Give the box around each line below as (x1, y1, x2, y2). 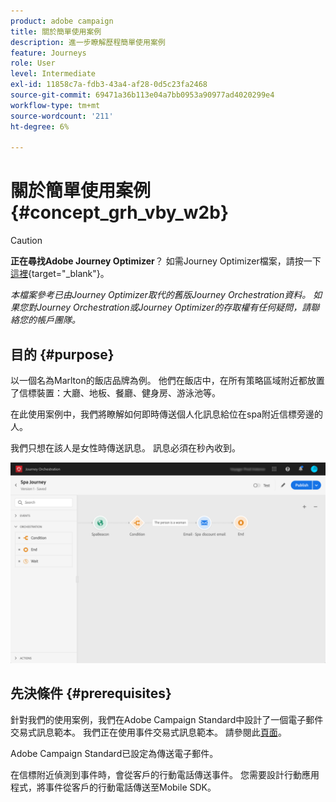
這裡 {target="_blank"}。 (10, 268, 110, 280)
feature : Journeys (10, 48, 87, 58)
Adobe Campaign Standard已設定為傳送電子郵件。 (10, 747, 219, 759)
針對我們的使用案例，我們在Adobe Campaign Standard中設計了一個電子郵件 (10, 713, 324, 725)
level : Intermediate (10, 69, 97, 79)
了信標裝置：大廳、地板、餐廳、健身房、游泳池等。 (10, 387, 221, 399)
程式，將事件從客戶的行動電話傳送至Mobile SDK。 (10, 781, 217, 793)
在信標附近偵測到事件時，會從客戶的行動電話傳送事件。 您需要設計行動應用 (10, 768, 320, 780)
